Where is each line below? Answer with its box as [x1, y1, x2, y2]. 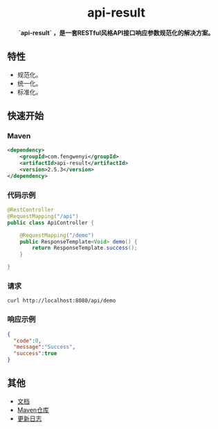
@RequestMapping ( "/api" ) [7, 212, 79, 219]
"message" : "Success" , [13, 344, 76, 351]
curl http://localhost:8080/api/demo [7, 298, 116, 304]
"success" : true [13, 350, 57, 357]
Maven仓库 [17, 405, 50, 414]
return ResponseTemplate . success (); [32, 244, 138, 252]
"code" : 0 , [13, 337, 42, 344]
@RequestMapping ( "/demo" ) [19, 232, 95, 239]
